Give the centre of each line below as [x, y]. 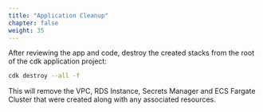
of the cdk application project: [58, 61]
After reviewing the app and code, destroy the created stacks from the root [131, 53]
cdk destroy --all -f [44, 76]
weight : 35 [26, 30]
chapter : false [33, 23]
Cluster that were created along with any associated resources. [112, 99]
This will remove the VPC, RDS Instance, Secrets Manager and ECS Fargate [132, 91]
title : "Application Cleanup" [59, 15]
